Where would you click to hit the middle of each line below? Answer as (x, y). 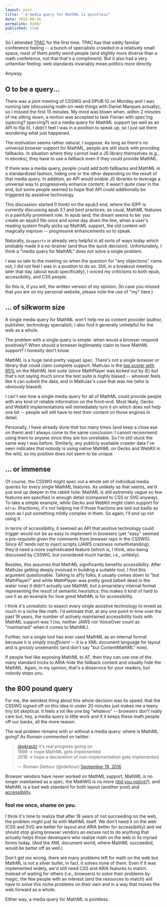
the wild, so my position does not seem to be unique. (59, 453)
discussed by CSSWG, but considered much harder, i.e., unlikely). (73, 555)
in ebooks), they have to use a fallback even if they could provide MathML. (82, 158)
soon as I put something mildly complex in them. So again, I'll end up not (80, 513)
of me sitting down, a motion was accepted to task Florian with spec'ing (79, 117)
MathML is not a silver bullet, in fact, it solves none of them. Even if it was (81, 863)
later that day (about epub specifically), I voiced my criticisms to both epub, (83, 271)
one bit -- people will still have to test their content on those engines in (78, 412)
